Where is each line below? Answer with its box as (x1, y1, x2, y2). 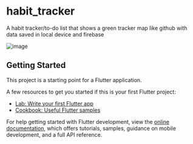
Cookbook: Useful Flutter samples (15, 106, 101, 114)
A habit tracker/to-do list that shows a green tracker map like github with (6, 24, 188, 32)
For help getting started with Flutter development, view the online (6, 118, 170, 125)
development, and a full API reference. (6, 131, 103, 138)
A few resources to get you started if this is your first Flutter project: (6, 88, 176, 95)
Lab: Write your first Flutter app (15, 100, 94, 107)
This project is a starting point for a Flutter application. (6, 76, 142, 83)
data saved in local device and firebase (6, 30, 104, 38)
